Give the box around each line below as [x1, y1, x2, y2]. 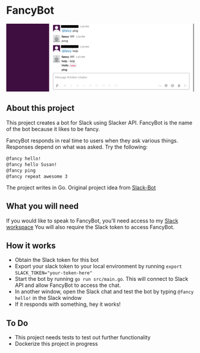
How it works [6, 241, 56, 251]
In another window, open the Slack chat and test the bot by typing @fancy [14, 288, 194, 295]
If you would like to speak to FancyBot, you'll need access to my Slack [6, 217, 179, 224]
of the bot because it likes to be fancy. [6, 125, 100, 132]
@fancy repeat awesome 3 [6, 174, 68, 179]
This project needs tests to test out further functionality [14, 334, 151, 341]
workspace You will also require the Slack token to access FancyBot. [6, 223, 174, 230]
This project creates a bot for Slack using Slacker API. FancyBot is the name [6, 119, 192, 126]
